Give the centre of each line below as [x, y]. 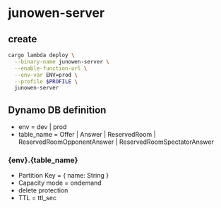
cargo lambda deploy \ [41, 55]
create [23, 39]
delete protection [43, 190]
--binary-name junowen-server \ [62, 61]
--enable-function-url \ [51, 68]
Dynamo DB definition [57, 110]
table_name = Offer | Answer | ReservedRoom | [87, 135]
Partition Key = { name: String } [63, 176]
